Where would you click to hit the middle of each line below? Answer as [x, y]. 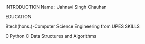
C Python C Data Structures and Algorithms [51, 36]
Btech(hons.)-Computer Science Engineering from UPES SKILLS [72, 26]
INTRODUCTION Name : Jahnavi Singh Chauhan [56, 7]
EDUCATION [18, 17]
